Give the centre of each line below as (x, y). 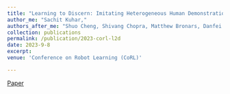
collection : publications (44, 32)
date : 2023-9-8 (29, 45)
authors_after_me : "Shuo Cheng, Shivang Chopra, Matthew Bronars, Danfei (115, 26)
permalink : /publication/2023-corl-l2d (64, 39)
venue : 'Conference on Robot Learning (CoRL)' (75, 58)
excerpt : (20, 52)
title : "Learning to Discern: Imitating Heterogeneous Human (96, 13)
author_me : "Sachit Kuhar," (47, 20)
